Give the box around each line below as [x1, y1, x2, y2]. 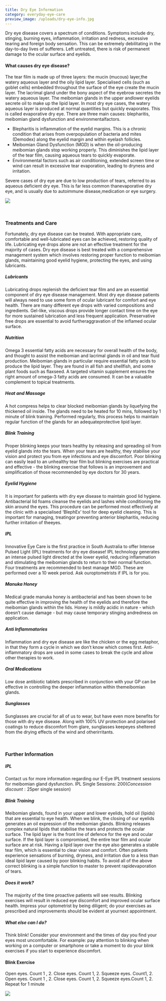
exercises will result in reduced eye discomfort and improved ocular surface [5, 898, 160, 904]
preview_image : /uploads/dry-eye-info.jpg [5, 16, 94, 21]
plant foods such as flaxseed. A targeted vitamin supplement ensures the [5, 368, 155, 374]
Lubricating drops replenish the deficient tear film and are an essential [5, 286, 149, 292]
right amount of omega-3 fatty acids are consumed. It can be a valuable [5, 373, 152, 379]
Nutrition [5, 335, 24, 341]
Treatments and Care [5, 219, 57, 226]
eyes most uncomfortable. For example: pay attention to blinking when [5, 937, 149, 943]
